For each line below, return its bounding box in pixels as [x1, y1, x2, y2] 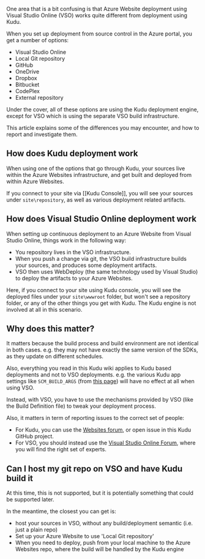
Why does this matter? [6, 324, 95, 334]
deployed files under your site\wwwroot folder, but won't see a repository [6, 293, 191, 300]
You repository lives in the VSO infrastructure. [15, 248, 132, 256]
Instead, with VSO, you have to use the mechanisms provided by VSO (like [6, 396, 194, 403]
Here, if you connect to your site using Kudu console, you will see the [6, 286, 181, 293]
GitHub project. [15, 433, 54, 440]
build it [6, 473, 34, 483]
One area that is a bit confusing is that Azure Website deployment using [6, 6, 187, 12]
